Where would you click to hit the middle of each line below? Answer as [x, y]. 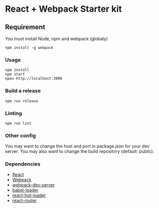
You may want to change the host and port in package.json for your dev [77, 146]
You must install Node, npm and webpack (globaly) [57, 39]
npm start [15, 74]
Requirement [25, 27]
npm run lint [18, 123]
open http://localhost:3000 [34, 79]
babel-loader [25, 190]
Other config [21, 135]
